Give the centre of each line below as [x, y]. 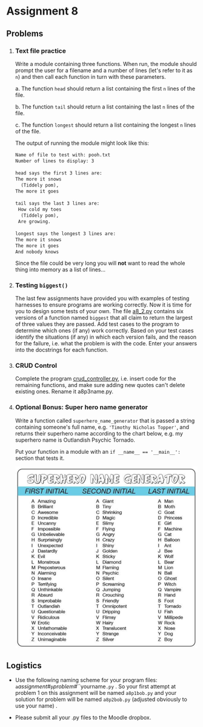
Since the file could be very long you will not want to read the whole [100, 263]
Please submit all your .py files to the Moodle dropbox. [83, 718]
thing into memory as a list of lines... [60, 269]
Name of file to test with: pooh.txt [63, 155]
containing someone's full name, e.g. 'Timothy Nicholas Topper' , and [102, 427]
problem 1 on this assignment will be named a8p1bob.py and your [96, 693]
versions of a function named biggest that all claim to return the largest [104, 318]
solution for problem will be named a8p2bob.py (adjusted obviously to [101, 699]
